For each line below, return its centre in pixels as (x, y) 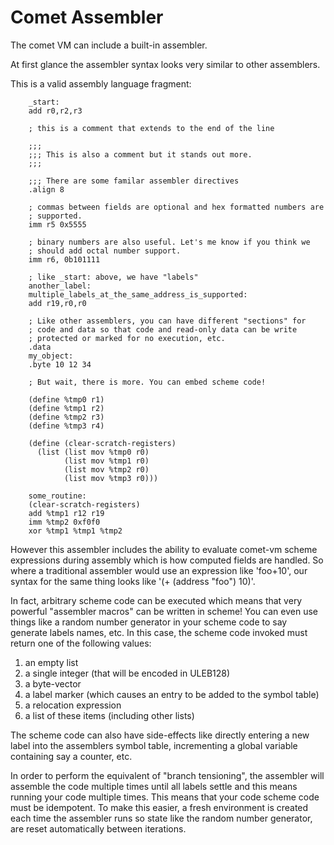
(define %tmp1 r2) (66, 408)
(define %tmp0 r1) (66, 399)
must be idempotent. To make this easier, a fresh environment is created (159, 807)
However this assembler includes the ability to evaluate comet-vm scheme (164, 549)
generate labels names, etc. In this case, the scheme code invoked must (159, 632)
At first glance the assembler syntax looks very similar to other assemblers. (165, 64)
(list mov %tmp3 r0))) (111, 478)
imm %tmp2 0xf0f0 (64, 522)
